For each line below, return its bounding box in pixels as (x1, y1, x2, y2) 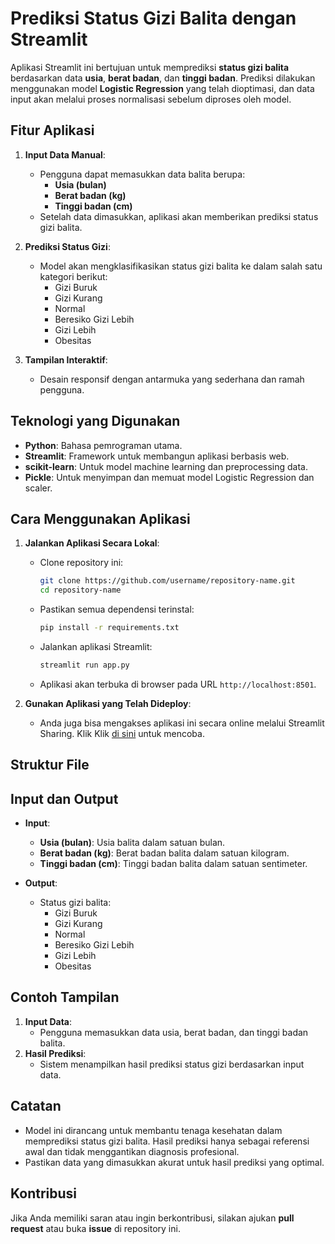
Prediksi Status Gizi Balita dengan (10, 7, 297, 30)
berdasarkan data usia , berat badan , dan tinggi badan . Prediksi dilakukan (10, 72, 316, 84)
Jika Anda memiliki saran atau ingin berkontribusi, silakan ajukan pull (10, 1212, 295, 1224)
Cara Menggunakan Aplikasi (10, 510, 191, 527)
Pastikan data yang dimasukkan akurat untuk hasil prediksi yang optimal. (24, 1156, 325, 1168)
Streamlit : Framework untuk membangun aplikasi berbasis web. (24, 450, 290, 462)
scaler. (24, 482, 53, 494)
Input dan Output (10, 790, 119, 807)
